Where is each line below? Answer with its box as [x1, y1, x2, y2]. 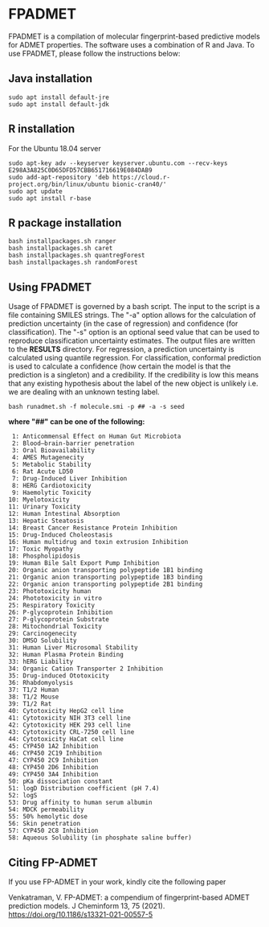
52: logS [8, 792, 38, 800]
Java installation [8, 72, 93, 85]
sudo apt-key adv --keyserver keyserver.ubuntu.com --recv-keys [8, 159, 228, 167]
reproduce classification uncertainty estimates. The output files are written [8, 336, 255, 346]
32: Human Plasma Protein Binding [8, 651, 124, 659]
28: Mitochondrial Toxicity [8, 623, 103, 631]
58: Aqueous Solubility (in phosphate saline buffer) [8, 834, 193, 842]
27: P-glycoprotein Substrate [8, 616, 110, 624]
